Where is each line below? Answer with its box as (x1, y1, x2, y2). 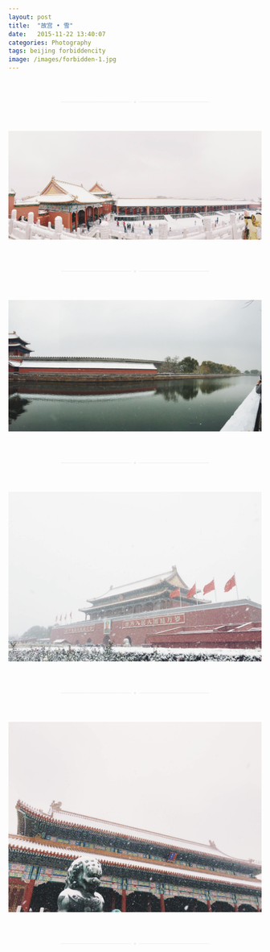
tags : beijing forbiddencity (8, 47, 106, 56)
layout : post (8, 13, 52, 21)
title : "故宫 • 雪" (8, 21, 74, 30)
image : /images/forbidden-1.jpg (8, 56, 117, 64)
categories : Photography (8, 39, 92, 47)
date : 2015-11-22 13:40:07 (8, 30, 106, 38)
